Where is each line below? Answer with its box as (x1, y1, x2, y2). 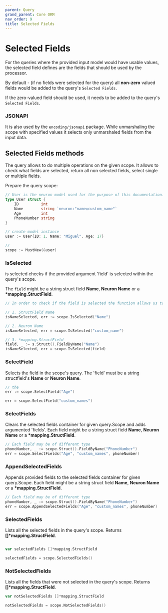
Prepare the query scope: (5, 183, 58, 189)
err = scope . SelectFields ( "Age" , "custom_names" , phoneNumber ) (5, 451, 140, 456)
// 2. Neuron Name (5, 323, 43, 328)
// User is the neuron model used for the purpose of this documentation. (5, 192, 164, 198)
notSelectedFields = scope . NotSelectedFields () (5, 603, 106, 608)
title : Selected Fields (5, 21, 55, 27)
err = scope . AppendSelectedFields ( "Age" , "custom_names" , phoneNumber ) (5, 504, 157, 509)
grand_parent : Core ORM (5, 12, 55, 17)
